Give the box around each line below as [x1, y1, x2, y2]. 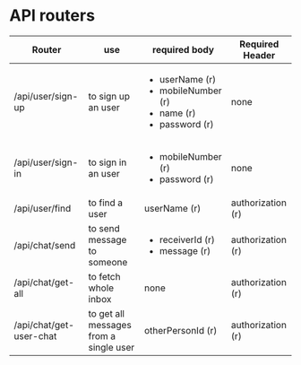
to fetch [88, 270, 121, 282]
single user [88, 341, 135, 353]
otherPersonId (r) [143, 324, 218, 336]
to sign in [88, 156, 127, 169]
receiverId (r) [159, 233, 215, 246]
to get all [88, 307, 125, 319]
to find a [88, 196, 124, 209]
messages [88, 318, 132, 331]
